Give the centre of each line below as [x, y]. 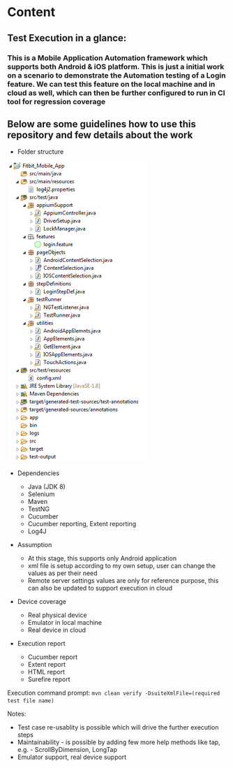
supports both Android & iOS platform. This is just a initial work [116, 66]
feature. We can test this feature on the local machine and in [111, 84]
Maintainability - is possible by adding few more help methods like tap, [119, 742]
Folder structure [40, 152]
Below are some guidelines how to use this [102, 124]
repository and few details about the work [100, 135]
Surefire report [49, 679]
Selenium [41, 494]
